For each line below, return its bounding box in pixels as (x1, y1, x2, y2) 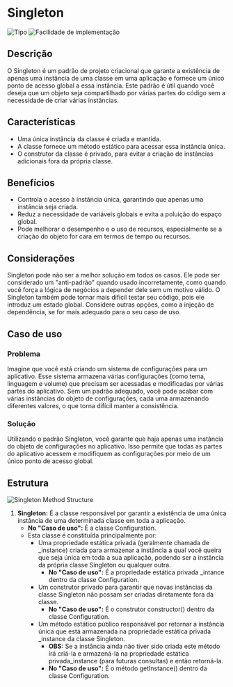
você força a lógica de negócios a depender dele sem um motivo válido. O (7, 286, 220, 294)
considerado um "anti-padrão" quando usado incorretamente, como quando (7, 278, 226, 286)
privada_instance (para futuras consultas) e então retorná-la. (48, 656, 224, 665)
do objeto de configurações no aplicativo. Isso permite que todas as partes (7, 442, 223, 451)
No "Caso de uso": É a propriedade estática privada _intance (48, 568, 225, 576)
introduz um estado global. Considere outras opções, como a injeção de (7, 300, 214, 309)
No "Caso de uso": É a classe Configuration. (27, 524, 156, 532)
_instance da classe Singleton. (38, 634, 125, 642)
